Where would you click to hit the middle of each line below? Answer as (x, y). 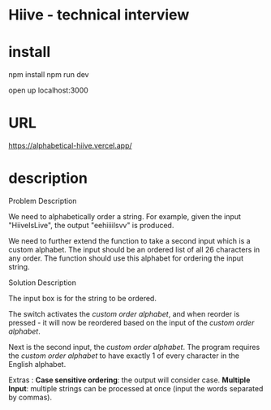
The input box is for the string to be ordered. (82, 298)
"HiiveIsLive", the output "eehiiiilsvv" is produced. (91, 225)
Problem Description (43, 201)
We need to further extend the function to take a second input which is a (129, 241)
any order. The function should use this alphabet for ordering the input (126, 258)
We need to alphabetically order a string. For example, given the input (125, 216)
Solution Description (43, 283)
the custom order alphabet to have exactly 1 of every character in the (124, 356)
